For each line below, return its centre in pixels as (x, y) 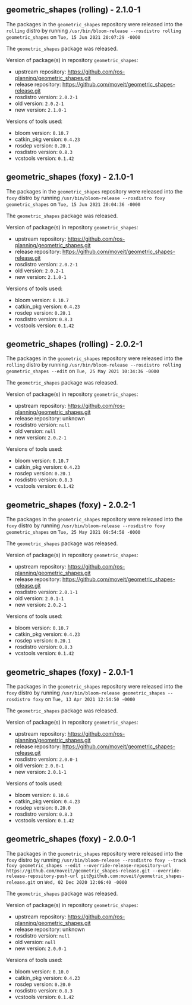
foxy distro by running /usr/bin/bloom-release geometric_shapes (86, 693)
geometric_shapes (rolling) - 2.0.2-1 (74, 344)
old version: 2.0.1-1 (39, 598)
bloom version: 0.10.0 (42, 971)
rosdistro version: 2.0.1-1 (46, 592)
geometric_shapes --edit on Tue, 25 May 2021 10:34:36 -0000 (83, 371)
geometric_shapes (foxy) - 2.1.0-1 (70, 177)
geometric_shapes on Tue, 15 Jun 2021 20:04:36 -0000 (73, 204)
